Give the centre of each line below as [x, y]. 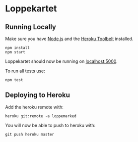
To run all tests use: [25, 71]
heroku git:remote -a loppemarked [41, 116]
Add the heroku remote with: [34, 107]
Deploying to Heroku [38, 95]
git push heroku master [30, 134]
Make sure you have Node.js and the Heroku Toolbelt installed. [69, 39]
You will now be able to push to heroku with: [50, 125]
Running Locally [31, 27]
